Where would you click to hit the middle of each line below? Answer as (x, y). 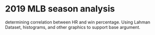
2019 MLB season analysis (60, 9)
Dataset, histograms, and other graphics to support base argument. (73, 27)
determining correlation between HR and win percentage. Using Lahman (78, 22)
